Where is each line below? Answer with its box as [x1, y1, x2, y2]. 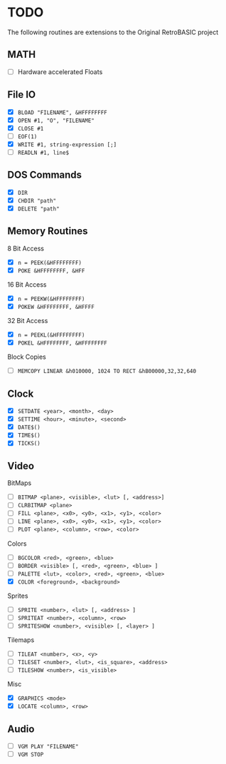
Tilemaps [7, 636, 35, 644]
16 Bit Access [7, 280, 47, 289]
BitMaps [7, 479, 32, 487]
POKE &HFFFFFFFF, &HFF [17, 267, 85, 275]
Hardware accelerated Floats [17, 67, 103, 76]
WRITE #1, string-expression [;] [17, 141, 117, 148]
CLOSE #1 [17, 125, 44, 132]
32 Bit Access [7, 317, 48, 325]
